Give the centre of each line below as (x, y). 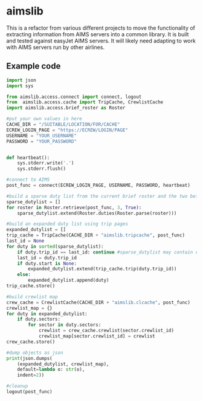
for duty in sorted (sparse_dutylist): (55, 246)
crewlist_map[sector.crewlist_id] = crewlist (97, 336)
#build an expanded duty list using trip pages (67, 224)
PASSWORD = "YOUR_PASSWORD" (42, 141)
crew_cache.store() (31, 342)
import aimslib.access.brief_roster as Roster (66, 108)
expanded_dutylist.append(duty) (69, 280)
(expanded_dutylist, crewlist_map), (63, 364)
